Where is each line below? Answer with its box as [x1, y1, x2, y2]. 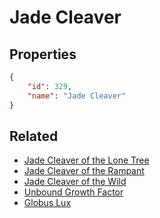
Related [9, 127, 59, 145]
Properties [9, 46, 77, 63]
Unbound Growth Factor [23, 186, 124, 198]
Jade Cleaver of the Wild [23, 176, 127, 188]
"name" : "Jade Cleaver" [27, 91, 127, 101]
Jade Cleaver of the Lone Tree [23, 154, 150, 166]
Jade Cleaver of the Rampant [23, 165, 145, 177]
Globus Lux [23, 197, 72, 209]
